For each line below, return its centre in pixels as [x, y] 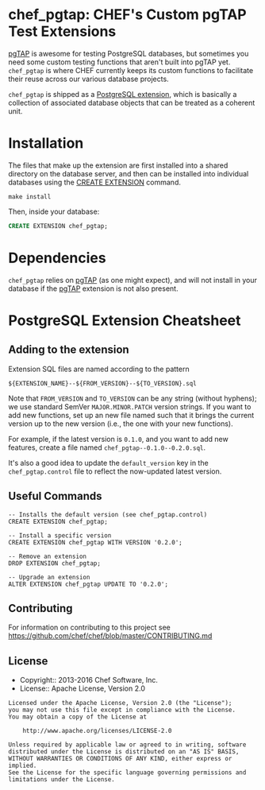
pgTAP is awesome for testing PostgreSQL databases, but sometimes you [129, 53]
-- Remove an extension [48, 556]
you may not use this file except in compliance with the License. [122, 710]
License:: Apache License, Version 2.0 [82, 688]
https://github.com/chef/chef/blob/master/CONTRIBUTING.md [110, 636]
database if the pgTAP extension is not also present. [93, 289]
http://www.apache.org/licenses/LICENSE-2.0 [97, 731]
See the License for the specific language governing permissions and [127, 773]
